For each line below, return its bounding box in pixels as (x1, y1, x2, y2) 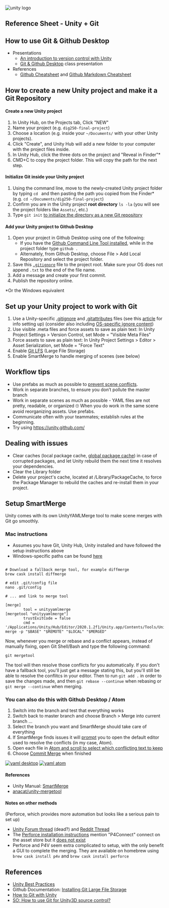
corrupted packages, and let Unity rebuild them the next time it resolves (12, 458, 162, 464)
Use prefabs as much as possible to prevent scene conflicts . (12, 381, 138, 387)
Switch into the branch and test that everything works (12, 707, 124, 713)
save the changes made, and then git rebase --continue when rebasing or (5, 678, 162, 684)
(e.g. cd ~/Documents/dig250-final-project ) (12, 196, 104, 202)
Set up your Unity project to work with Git (5, 302, 137, 311)
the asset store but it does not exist (12, 837, 86, 843)
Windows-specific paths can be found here (12, 553, 103, 559)
